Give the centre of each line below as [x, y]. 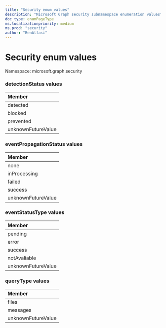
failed [14, 182]
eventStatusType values [35, 212]
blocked [17, 113]
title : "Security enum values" [37, 10]
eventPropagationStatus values [44, 144]
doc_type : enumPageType [30, 19]
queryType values [27, 281]
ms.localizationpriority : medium [40, 24]
